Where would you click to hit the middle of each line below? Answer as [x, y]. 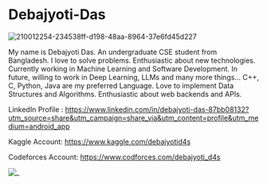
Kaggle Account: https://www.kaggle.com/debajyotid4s [100, 141]
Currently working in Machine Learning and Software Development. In [123, 68]
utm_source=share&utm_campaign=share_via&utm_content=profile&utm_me [133, 117]
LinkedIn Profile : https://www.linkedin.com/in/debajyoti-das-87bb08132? [129, 109]
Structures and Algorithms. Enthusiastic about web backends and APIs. [125, 94]
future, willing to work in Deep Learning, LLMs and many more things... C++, [133, 77]
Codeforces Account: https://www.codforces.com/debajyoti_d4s [114, 157]
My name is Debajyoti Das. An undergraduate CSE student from [113, 52]
